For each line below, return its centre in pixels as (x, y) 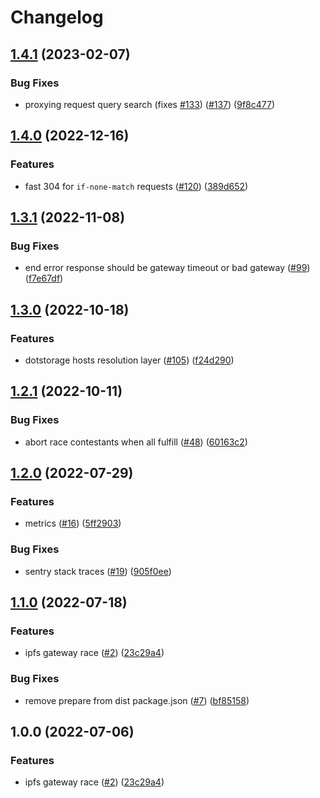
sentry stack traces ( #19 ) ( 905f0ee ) (98, 571)
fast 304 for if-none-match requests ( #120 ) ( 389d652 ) (136, 186)
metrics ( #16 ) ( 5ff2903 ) (73, 523)
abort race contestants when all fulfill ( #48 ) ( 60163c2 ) (136, 442)
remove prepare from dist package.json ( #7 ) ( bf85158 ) (137, 700)
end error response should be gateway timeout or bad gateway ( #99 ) (167, 268)
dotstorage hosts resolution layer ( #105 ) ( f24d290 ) (129, 360)
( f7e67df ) (44, 278)
